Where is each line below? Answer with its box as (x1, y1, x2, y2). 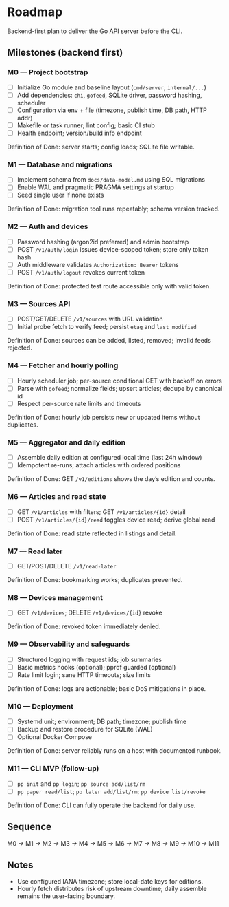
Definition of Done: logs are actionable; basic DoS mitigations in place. (7, 684, 206, 692)
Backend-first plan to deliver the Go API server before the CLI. (7, 27, 183, 35)
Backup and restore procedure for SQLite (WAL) (16, 725, 153, 734)
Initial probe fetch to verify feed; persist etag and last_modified (16, 323, 197, 331)
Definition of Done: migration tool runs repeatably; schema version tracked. (7, 204, 220, 213)
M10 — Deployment (7, 701, 74, 711)
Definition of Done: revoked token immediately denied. (7, 622, 161, 630)
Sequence (7, 821, 52, 833)
